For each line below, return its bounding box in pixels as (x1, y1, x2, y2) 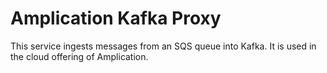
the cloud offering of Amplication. (10, 50, 149, 62)
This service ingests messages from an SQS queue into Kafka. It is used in (10, 40, 317, 52)
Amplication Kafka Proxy (10, 7, 222, 30)
